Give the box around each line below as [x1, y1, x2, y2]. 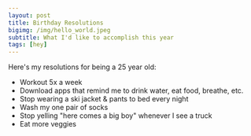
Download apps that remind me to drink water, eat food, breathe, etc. [19, 86, 244, 95]
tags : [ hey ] [8, 41, 47, 49]
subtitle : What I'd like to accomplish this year [8, 33, 175, 42]
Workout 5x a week [19, 78, 83, 87]
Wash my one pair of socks [19, 103, 109, 112]
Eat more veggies [19, 119, 77, 129]
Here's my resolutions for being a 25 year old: [8, 62, 157, 72]
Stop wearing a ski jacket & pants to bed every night [19, 94, 189, 104]
